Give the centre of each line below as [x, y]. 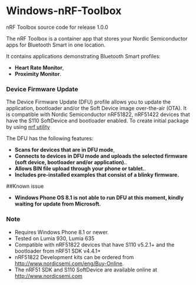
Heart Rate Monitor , [39, 67]
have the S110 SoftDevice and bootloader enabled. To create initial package [98, 121]
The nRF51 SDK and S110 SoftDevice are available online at [86, 270]
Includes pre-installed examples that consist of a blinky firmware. [97, 175]
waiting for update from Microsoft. [58, 204]
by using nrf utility [28, 127]
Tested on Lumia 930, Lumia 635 [54, 238]
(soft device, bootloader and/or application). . [71, 163]
